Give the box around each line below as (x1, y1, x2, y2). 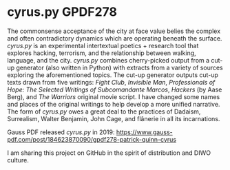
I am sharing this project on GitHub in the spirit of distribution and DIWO (7, 149, 211, 157)
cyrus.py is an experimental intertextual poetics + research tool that (7, 41, 199, 50)
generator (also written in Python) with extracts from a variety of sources (16, 63, 224, 72)
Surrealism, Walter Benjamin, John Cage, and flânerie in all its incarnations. (7, 114, 220, 123)
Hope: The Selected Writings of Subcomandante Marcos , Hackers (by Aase (7, 85, 222, 94)
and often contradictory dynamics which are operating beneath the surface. (7, 34, 222, 42)
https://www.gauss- (116, 128, 174, 136)
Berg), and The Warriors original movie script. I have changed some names (7, 92, 220, 100)
